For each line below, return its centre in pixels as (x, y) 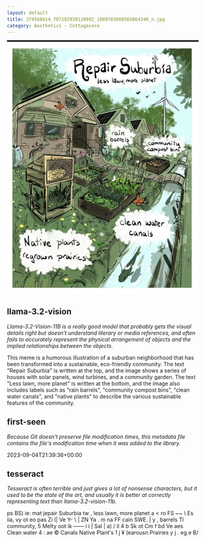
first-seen (26, 422)
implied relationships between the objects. (60, 346)
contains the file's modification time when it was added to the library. (94, 443)
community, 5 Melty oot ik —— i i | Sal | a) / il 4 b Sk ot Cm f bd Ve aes (95, 526)
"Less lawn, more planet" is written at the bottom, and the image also (93, 383)
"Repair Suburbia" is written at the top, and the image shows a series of (97, 370)
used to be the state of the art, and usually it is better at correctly (89, 495)
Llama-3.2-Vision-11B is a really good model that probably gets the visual (99, 326)
